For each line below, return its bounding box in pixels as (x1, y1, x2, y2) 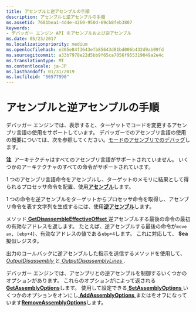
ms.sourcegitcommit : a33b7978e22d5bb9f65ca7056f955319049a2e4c (6, 52, 164, 58)
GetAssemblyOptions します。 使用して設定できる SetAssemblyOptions (6, 284, 182, 291)
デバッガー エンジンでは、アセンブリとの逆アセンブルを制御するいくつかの (6, 270, 187, 277)
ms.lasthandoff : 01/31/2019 (6, 69, 75, 74)
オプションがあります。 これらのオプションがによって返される (6, 277, 156, 284)
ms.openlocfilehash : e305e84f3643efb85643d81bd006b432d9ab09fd (6, 47, 164, 53)
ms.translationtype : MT (6, 57, 65, 63)
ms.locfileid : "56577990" (6, 74, 69, 80)
